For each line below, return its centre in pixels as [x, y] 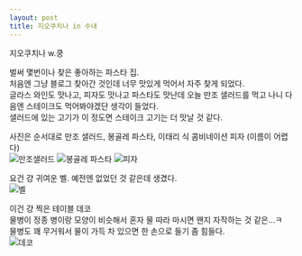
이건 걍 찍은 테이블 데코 [50, 208]
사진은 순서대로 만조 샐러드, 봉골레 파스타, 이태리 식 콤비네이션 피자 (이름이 [141, 136]
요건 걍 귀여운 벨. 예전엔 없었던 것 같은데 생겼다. [93, 178]
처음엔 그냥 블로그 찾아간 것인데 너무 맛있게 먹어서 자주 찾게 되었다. [127, 83]
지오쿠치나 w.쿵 [37, 53]
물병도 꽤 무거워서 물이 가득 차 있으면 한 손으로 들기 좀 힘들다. [117, 231]
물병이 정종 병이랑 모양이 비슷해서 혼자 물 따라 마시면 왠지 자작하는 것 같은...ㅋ [146, 219]
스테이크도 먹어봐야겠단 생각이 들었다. [92, 105]
